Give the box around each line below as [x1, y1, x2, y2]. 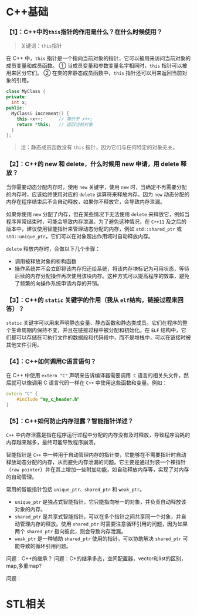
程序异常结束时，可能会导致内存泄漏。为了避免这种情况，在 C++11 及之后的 [6, 218, 186, 225]
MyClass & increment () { [11, 110, 69, 117]
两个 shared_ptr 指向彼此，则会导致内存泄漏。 [14, 528, 127, 535]
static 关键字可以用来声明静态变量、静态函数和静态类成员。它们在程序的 [6, 319, 183, 326]
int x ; [11, 99, 28, 106]
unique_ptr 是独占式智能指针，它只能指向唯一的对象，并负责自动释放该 [14, 498, 186, 506]
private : [6, 94, 28, 100]
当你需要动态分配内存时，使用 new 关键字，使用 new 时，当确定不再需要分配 [6, 183, 187, 190]
